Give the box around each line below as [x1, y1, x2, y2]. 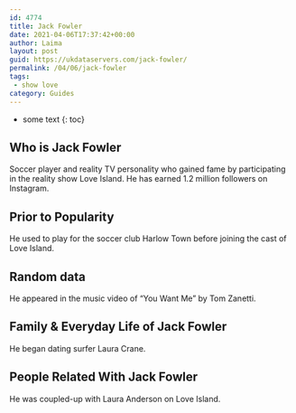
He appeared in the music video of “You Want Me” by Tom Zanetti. [9, 293, 256, 304]
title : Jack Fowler [9, 22, 83, 31]
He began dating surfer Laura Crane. [9, 343, 146, 353]
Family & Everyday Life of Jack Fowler [9, 319, 227, 334]
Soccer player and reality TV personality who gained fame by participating [9, 164, 286, 174]
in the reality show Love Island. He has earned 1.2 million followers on [9, 174, 268, 184]
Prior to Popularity [9, 209, 115, 224]
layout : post [9, 47, 59, 56]
